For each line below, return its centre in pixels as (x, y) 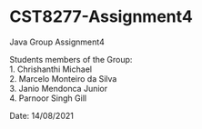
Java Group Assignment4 (57, 42)
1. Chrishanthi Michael (51, 69)
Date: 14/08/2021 (42, 115)
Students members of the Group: (71, 59)
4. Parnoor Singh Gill (48, 98)
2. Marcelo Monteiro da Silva (63, 78)
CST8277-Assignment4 (101, 17)
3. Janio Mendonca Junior (58, 88)
